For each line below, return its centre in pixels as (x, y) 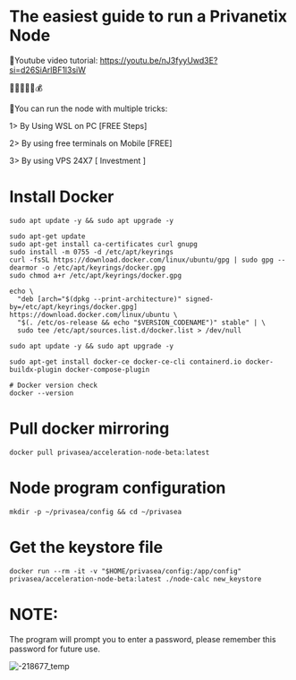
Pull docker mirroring (89, 429)
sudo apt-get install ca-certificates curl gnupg (104, 244)
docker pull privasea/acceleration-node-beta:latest (110, 452)
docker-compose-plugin (108, 369)
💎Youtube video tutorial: (54, 60)
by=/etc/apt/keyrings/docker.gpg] (74, 306)
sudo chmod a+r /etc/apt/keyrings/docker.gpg (95, 275)
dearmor (24, 267)
